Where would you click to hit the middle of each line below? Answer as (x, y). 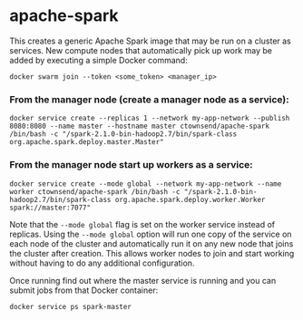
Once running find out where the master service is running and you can (143, 280)
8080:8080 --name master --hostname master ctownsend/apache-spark (140, 126)
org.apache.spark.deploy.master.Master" (87, 142)
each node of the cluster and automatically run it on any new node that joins (151, 243)
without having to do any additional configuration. (102, 263)
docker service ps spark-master (70, 306)
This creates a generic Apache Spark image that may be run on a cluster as (151, 41)
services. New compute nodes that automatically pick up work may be (141, 50)
